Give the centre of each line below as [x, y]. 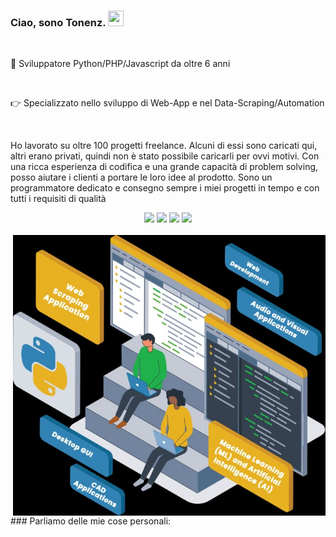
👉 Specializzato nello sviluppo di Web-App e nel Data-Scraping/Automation [167, 103]
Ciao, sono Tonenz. [58, 22]
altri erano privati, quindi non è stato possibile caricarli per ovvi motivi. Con [165, 156]
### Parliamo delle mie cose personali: [91, 521]
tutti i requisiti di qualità [58, 199]
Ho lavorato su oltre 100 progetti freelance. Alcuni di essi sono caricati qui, [164, 146]
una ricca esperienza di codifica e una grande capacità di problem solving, [164, 167]
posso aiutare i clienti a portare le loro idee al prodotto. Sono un [141, 177]
